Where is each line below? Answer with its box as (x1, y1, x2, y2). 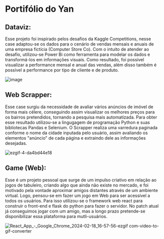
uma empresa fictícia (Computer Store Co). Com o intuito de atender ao (5, 47, 149, 52)
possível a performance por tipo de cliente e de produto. (5, 67, 119, 73)
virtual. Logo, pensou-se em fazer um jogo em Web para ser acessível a (5, 192, 150, 198)
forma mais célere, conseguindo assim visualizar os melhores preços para (5, 109, 155, 115)
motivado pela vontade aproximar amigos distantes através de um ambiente (5, 187, 158, 193)
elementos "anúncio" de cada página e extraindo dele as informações (5, 135, 146, 141)
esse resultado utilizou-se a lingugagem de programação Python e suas (5, 119, 150, 125)
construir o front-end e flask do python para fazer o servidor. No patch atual (5, 203, 159, 209)
